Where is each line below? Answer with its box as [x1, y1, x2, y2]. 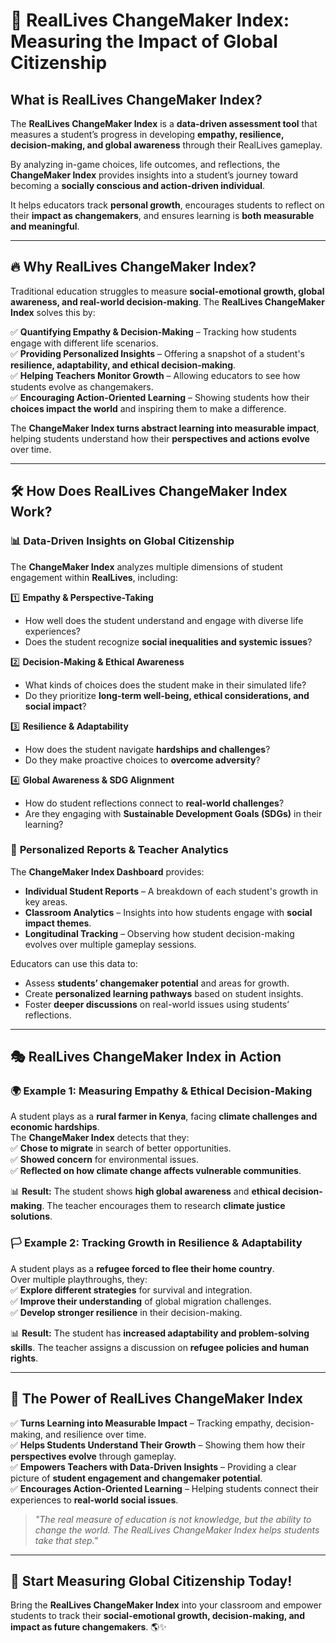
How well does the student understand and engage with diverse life [24, 614, 304, 626]
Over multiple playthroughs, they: [10, 1273, 148, 1285]
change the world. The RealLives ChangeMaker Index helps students [34, 1524, 320, 1536]
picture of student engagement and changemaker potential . [10, 1472, 263, 1484]
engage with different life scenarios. [10, 337, 159, 349]
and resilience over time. [45, 1428, 147, 1440]
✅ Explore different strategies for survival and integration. [10, 1284, 253, 1296]
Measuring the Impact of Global [10, 30, 278, 53]
